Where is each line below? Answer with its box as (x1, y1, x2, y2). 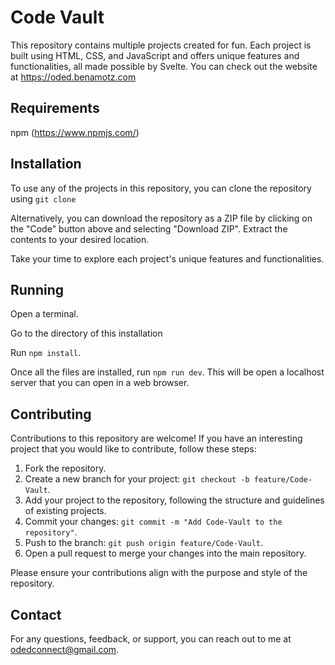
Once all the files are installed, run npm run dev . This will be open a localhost (10, 366, 325, 378)
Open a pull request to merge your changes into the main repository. (24, 547, 307, 560)
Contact (10, 606, 62, 623)
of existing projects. (24, 505, 107, 517)
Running (10, 281, 65, 298)
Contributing (10, 406, 92, 423)
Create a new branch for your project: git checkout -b (24, 473, 250, 485)
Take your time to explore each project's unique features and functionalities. (10, 252, 325, 265)
